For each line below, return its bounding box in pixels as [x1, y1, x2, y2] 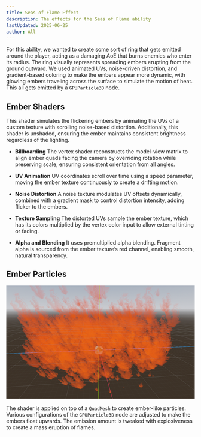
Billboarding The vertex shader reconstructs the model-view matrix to [14, 148, 188, 155]
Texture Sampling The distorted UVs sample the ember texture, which [14, 215, 188, 222]
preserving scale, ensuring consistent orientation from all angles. [14, 161, 175, 168]
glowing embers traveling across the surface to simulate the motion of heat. [6, 78, 193, 85]
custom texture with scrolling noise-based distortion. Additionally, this [6, 123, 178, 131]
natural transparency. [14, 252, 68, 259]
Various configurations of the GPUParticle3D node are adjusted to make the [6, 411, 191, 418]
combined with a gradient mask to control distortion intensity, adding [14, 197, 185, 204]
